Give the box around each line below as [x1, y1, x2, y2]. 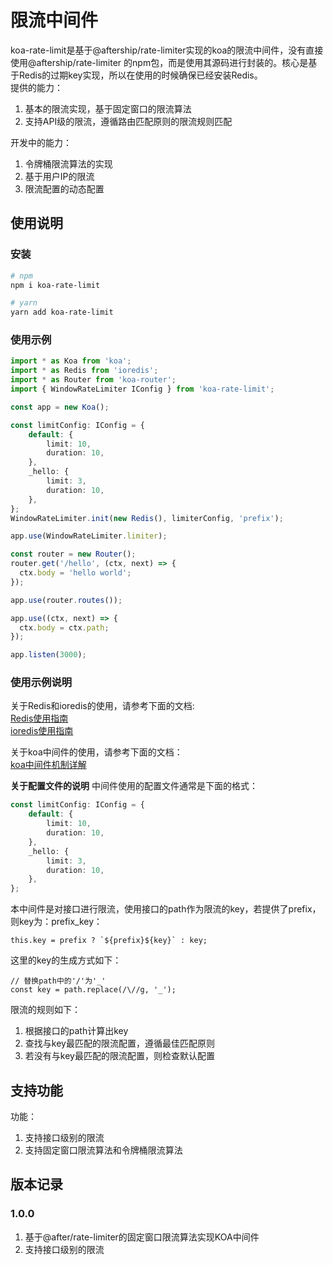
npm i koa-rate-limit [10, 280, 101, 290]
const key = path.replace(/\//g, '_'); [10, 985, 177, 995]
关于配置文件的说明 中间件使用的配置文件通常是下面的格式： [10, 780, 258, 792]
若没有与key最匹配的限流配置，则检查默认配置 [24, 1050, 215, 1062]
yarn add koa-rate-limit [10, 307, 114, 318]
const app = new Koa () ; [10, 402, 110, 412]
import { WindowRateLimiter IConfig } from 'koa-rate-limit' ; [10, 384, 275, 395]
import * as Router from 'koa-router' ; [10, 375, 177, 385]
